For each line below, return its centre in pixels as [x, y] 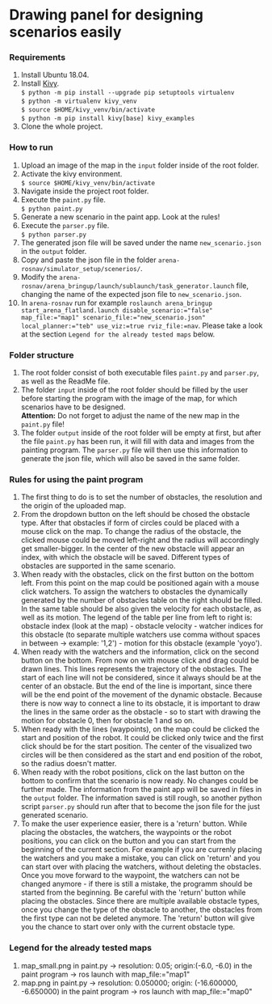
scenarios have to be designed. [73, 407]
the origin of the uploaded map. [73, 506]
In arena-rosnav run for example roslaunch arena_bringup [117, 303]
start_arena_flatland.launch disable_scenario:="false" [117, 310]
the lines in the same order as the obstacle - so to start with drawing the [141, 712]
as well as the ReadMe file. [65, 381]
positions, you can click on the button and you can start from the [128, 841]
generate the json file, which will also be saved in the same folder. [130, 459]
